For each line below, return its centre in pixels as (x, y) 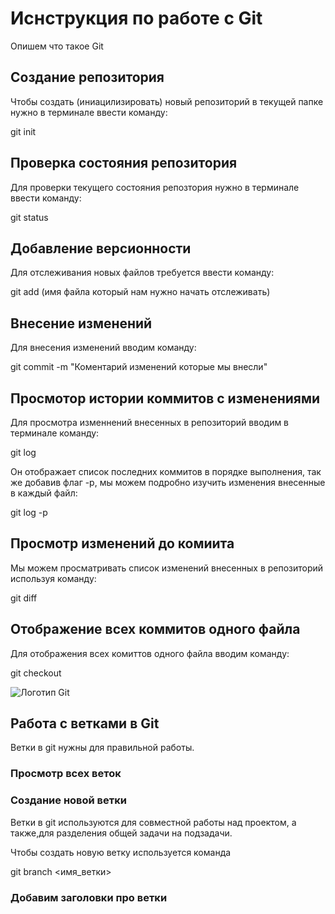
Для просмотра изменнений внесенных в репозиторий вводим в (150, 422)
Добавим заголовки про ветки (89, 897)
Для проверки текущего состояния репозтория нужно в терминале (155, 187)
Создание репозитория (87, 77)
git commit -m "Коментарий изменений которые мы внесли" (139, 367)
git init (23, 131)
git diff (24, 598)
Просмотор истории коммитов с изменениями (165, 398)
